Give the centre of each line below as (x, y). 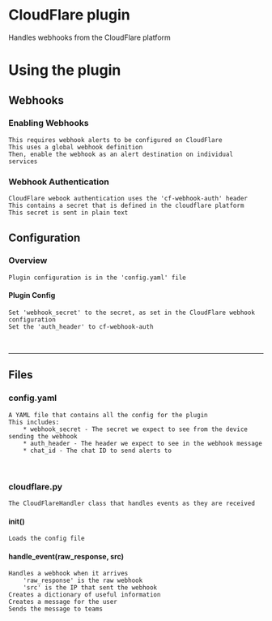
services (23, 161)
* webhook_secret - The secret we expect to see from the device (136, 429)
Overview (28, 261)
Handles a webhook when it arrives (68, 574)
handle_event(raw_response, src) (66, 556)
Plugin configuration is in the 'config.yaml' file (97, 278)
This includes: (34, 422)
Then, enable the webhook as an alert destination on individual (121, 154)
